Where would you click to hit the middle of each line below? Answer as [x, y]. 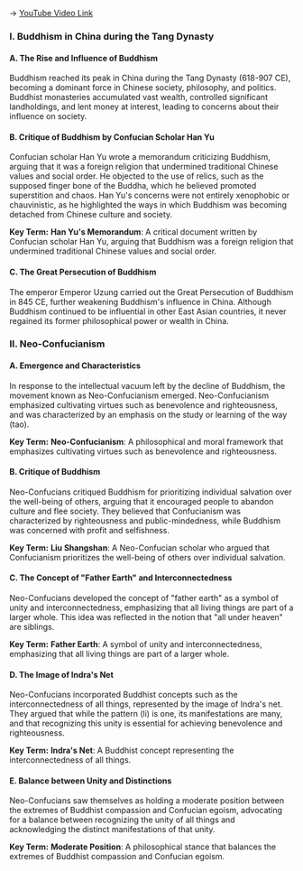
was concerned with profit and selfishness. [89, 530]
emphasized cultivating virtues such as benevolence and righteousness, [143, 404]
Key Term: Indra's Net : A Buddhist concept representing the [122, 751]
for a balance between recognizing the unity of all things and [123, 820]
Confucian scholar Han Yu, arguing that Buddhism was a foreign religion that [151, 242]
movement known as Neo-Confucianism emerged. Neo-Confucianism [139, 395]
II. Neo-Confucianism [57, 344]
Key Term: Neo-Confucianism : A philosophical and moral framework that [147, 441]
